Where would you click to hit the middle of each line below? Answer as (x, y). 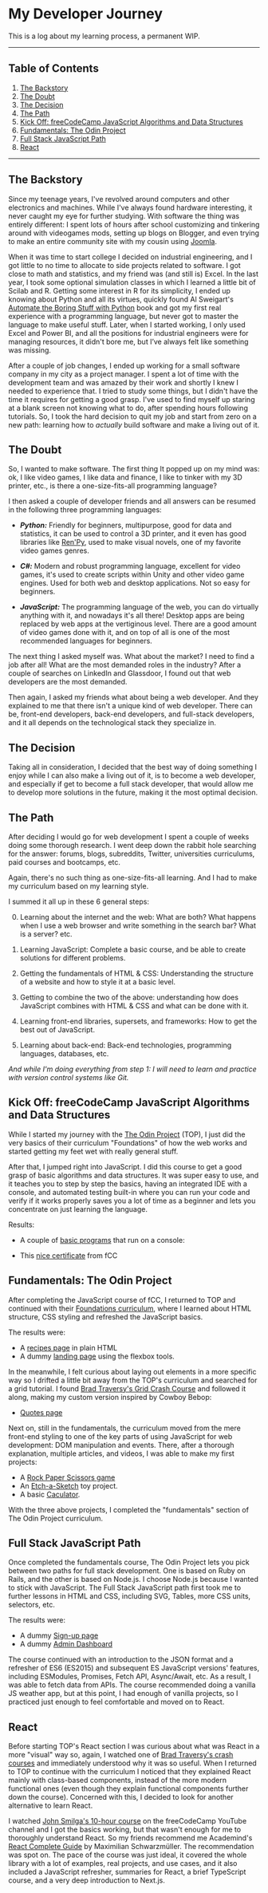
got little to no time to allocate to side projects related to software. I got (124, 265)
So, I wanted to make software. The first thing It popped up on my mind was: (134, 469)
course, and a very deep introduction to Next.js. (87, 1880)
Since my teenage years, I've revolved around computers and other (119, 199)
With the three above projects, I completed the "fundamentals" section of (129, 1509)
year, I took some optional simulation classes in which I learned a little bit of (132, 282)
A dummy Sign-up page (59, 1635)
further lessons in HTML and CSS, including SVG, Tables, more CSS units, (130, 1596)
